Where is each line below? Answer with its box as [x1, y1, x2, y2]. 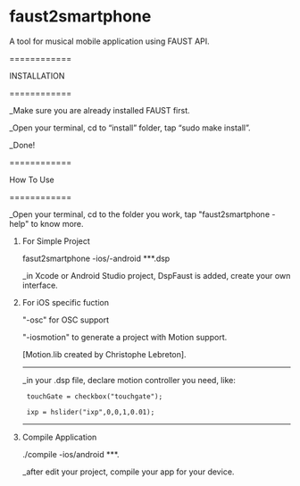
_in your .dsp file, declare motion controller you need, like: [21, 374, 237, 385]
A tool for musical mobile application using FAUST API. [9, 36, 210, 46]
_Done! [9, 139, 36, 150]
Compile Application [21, 432, 97, 442]
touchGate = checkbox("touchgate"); [26, 391, 163, 401]
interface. [21, 280, 58, 290]
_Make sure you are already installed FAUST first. [9, 105, 190, 115]
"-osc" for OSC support [21, 314, 110, 325]
